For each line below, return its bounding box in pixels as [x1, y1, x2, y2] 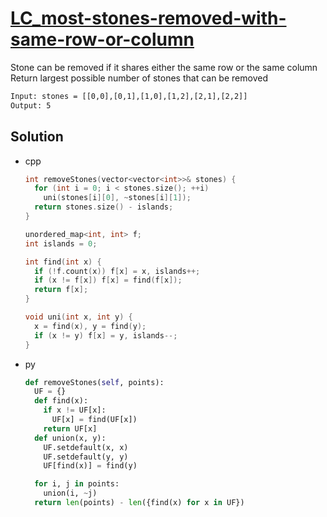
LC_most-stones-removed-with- [10, 7, 287, 30]
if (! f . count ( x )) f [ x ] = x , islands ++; [34, 266, 201, 276]
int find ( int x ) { [24, 257, 102, 267]
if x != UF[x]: [43, 405, 107, 416]
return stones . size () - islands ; [34, 202, 174, 212]
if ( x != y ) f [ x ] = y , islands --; [34, 330, 178, 341]
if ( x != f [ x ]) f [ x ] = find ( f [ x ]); [34, 275, 183, 286]
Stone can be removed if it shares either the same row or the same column [10, 61, 318, 73]
